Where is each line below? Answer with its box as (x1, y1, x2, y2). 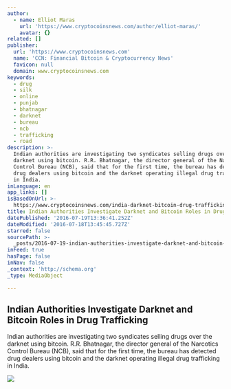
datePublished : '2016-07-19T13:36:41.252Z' (7, 214, 134, 221)
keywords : (7, 74, 36, 81)
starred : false (7, 227, 51, 234)
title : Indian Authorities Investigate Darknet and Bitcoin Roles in (7, 208, 211, 215)
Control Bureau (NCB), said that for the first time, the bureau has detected (7, 347, 217, 355)
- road (13, 138, 32, 145)
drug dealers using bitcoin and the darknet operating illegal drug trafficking (7, 355, 220, 363)
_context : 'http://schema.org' (7, 265, 97, 272)
